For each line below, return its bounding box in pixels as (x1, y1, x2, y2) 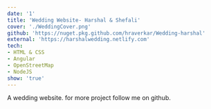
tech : (7, 42, 23, 49)
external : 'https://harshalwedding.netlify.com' (7, 36, 150, 43)
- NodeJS (7, 68, 33, 75)
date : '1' (7, 10, 36, 17)
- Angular (7, 56, 36, 62)
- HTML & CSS (7, 49, 45, 56)
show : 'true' (7, 74, 45, 82)
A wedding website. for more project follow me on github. (7, 94, 171, 102)
